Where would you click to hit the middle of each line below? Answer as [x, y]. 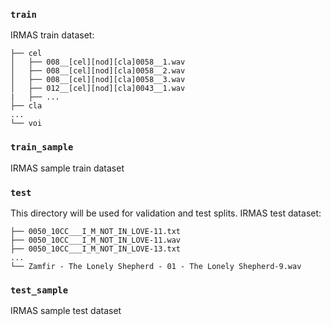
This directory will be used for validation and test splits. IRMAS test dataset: [166, 213]
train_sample [42, 147]
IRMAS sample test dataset [66, 311]
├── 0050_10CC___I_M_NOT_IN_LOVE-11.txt [96, 231]
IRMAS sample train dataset [67, 168]
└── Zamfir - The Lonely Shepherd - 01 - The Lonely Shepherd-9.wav [156, 266]
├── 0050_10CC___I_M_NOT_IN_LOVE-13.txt [96, 249]
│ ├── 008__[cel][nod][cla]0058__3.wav [98, 80]
